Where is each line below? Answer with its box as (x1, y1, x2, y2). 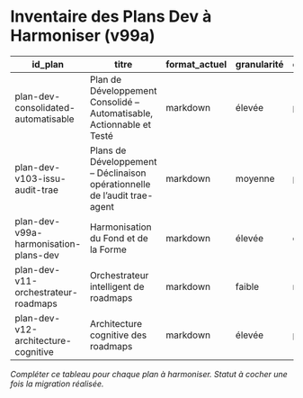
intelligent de (89, 280, 145, 293)
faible (235, 280, 260, 293)
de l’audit (89, 189, 129, 202)
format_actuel (165, 58, 227, 70)
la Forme (89, 243, 127, 256)
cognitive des (89, 329, 147, 341)
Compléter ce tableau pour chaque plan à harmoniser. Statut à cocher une (10, 368, 289, 379)
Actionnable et (89, 118, 152, 131)
